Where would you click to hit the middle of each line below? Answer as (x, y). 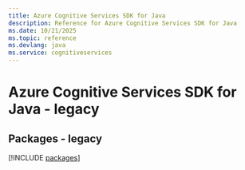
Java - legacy (54, 109)
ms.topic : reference (43, 38)
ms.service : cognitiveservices (60, 53)
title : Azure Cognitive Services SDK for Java (87, 16)
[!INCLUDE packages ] (44, 158)
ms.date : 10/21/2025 (43, 30)
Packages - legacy (55, 138)
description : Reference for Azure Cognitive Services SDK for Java (123, 23)
